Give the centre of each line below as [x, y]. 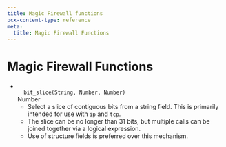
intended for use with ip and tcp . [74, 114]
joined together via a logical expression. [84, 129]
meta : [15, 26]
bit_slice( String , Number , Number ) [75, 93]
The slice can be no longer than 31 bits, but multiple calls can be [119, 121]
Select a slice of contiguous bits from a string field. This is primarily [123, 107]
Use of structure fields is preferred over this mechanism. [107, 136]
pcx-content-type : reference [49, 20]
